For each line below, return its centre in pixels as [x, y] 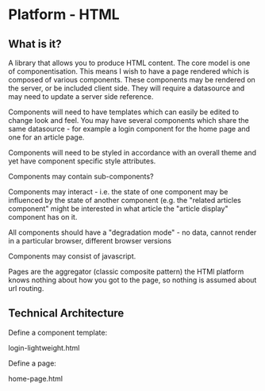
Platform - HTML [64, 15]
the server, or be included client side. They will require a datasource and [126, 88]
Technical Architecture [66, 314]
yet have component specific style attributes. [82, 161]
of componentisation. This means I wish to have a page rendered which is [129, 71]
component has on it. [43, 217]
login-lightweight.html [44, 347]
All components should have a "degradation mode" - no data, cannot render [132, 232]
